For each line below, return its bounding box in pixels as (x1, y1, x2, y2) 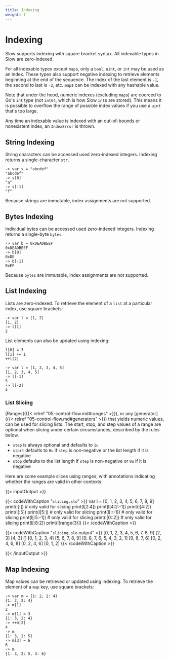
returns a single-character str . (5, 157, 69, 163)
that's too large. (5, 108, 38, 114)
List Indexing (5, 287, 47, 296)
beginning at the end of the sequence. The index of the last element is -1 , (5, 77, 158, 83)
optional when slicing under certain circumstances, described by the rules (5, 427, 160, 433)
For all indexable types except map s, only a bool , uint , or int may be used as (5, 66, 164, 72)
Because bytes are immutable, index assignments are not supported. (5, 272, 148, 278)
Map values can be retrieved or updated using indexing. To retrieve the (5, 578, 153, 584)
